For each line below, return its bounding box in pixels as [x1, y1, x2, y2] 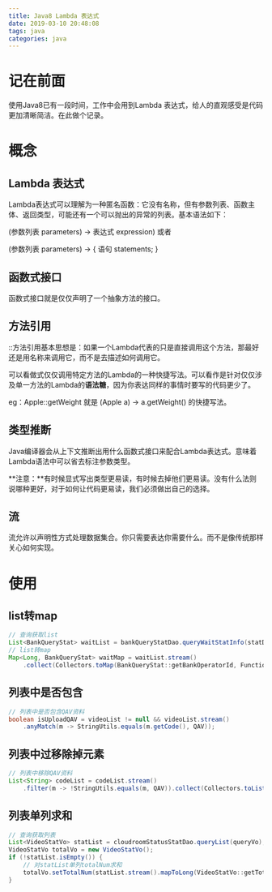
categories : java [8, 34, 67, 43]
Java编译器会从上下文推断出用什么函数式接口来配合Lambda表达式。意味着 [8, 446, 257, 456]
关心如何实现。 [8, 542, 58, 552]
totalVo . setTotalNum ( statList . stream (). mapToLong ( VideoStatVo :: [23, 868, 244, 877]
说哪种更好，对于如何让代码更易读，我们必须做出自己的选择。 [8, 483, 215, 493]
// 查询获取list [8, 631, 58, 639]
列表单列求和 [8, 808, 73, 823]
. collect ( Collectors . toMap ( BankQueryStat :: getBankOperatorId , [23, 661, 237, 669]
